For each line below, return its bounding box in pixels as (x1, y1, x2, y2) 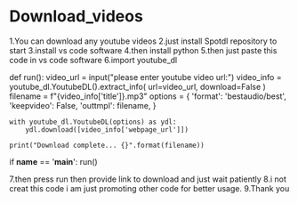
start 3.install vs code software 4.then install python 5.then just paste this (9, 45, 278, 55)
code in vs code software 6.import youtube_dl (9, 54, 178, 65)
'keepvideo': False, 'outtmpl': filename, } (9, 100, 157, 110)
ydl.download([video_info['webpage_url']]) (25, 125, 189, 134)
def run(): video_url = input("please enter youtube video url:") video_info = (9, 71, 282, 82)
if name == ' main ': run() (9, 156, 98, 166)
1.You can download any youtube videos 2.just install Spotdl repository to (9, 36, 278, 46)
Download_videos (9, 6, 144, 27)
